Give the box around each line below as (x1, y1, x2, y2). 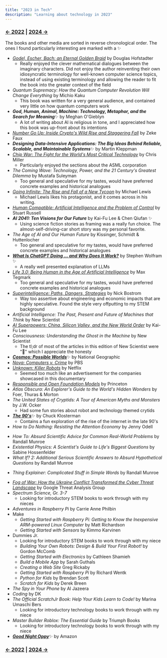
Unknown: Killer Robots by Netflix (12, 364, 82, 370)
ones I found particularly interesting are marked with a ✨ (5, 45, 121, 51)
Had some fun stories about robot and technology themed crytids (19, 407, 155, 413)
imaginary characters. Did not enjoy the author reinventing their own (19, 65, 161, 71)
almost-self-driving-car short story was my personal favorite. (19, 226, 146, 232)
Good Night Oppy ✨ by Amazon (12, 633, 77, 639)
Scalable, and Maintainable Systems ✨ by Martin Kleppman (12, 145, 137, 151)
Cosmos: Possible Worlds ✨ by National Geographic (12, 353, 121, 360)
